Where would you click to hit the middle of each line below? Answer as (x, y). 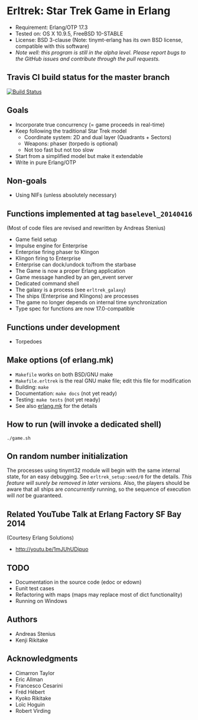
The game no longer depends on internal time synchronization (91, 303)
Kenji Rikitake (32, 640)
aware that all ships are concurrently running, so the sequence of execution (99, 489)
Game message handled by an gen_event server (74, 277)
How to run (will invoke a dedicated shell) (84, 425)
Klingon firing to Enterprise (48, 258)
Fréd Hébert (30, 692)
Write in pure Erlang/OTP (46, 162)
